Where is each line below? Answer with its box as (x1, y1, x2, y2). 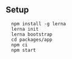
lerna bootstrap (11, 31, 52, 37)
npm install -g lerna (11, 20, 67, 26)
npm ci (11, 42, 28, 48)
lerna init (11, 26, 39, 32)
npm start (11, 47, 36, 53)
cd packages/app (11, 36, 52, 43)
